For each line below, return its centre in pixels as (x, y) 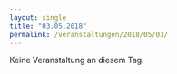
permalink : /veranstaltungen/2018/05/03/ (89, 34)
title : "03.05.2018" (49, 26)
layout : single (38, 18)
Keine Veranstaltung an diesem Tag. (77, 60)
